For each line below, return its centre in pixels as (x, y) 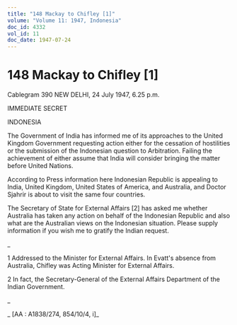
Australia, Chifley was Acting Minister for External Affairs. (91, 266)
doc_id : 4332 (27, 27)
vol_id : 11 (23, 34)
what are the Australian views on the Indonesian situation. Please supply (112, 223)
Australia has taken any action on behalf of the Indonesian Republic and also (119, 215)
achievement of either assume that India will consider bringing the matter (114, 158)
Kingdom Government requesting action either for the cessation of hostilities (119, 143)
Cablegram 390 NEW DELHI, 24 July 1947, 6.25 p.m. (83, 95)
